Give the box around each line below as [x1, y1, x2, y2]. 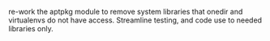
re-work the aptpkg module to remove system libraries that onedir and [8, 7, 243, 16]
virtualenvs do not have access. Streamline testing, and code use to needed [8, 15, 262, 25]
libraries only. [8, 24, 54, 33]
